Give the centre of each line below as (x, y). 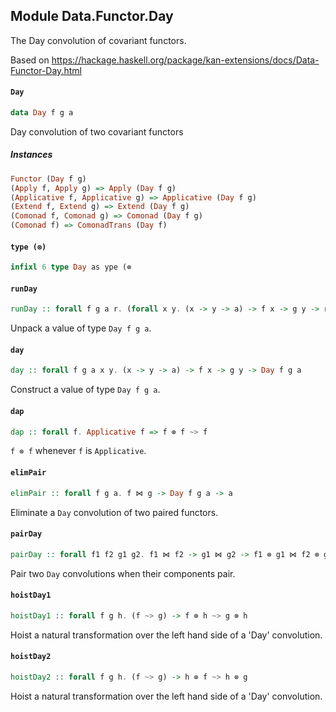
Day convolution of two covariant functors (97, 131)
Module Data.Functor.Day (92, 16)
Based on (30, 60)
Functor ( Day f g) (48, 179)
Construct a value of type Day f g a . (85, 390)
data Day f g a (42, 113)
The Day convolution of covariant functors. (98, 40)
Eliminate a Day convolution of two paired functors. (114, 512)
